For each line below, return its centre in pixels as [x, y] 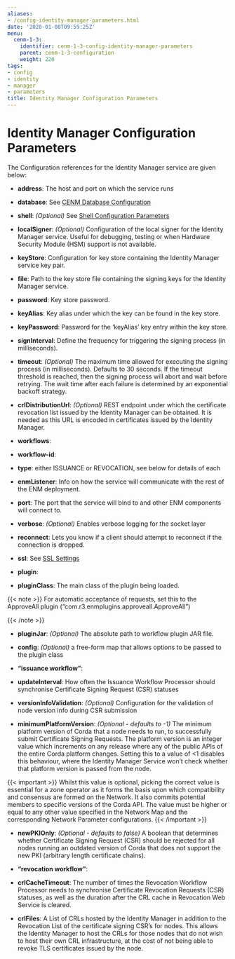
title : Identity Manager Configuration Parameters [83, 99]
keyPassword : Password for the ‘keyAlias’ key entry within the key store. [122, 327]
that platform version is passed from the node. [85, 768]
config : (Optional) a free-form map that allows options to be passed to [120, 647]
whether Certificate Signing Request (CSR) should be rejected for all [116, 840]
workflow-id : [37, 454]
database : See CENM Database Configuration [84, 202]
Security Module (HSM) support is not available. [87, 244]
